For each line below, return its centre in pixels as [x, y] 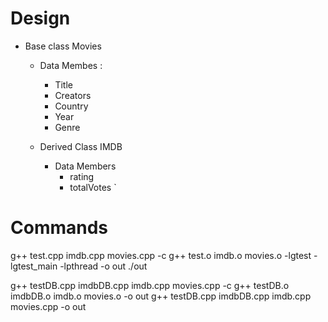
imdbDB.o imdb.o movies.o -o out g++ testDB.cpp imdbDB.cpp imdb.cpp [161, 296]
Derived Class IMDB [81, 146]
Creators [73, 95]
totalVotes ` [93, 187]
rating [82, 176]
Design [40, 18]
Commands [59, 228]
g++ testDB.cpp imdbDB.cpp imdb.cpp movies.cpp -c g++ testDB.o [150, 285]
